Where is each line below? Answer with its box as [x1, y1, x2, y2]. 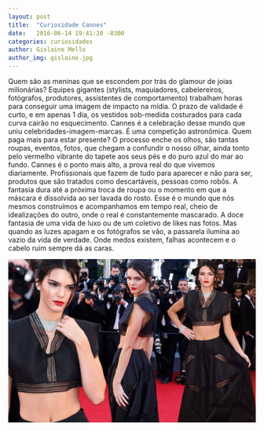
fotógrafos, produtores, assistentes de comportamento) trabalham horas [8, 93, 243, 102]
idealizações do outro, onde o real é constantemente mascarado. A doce [8, 210, 244, 219]
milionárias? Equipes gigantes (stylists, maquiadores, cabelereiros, [8, 85, 224, 94]
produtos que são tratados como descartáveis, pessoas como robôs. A [8, 177, 238, 186]
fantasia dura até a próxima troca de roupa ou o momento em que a [8, 185, 227, 194]
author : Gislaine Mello [8, 46, 86, 54]
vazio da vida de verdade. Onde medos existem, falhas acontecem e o [8, 236, 236, 244]
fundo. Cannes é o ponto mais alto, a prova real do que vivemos [8, 160, 215, 169]
